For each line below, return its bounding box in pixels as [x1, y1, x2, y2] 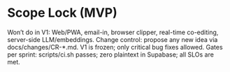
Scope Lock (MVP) [7, 5, 117, 21]
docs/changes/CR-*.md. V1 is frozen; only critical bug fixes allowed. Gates [7, 43, 223, 51]
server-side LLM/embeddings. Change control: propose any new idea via [7, 35, 218, 43]
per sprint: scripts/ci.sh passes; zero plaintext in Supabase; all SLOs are [7, 50, 215, 59]
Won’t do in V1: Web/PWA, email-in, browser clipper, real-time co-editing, [7, 28, 219, 36]
